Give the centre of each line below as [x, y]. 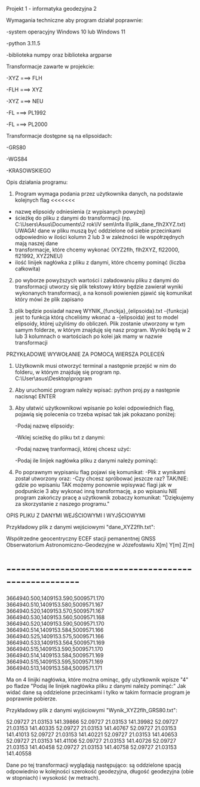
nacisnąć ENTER [35, 396]
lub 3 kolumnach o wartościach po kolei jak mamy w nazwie [89, 336]
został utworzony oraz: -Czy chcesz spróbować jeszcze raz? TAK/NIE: [101, 478]
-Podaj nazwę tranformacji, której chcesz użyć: [73, 449]
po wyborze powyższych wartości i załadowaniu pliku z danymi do [97, 280]
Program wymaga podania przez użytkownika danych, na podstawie [99, 194]
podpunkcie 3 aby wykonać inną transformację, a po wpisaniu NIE [96, 491]
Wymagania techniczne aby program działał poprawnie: [75, 20]
